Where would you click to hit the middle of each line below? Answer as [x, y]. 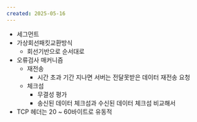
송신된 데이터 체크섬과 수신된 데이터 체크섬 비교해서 [106, 103]
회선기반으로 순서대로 [56, 51]
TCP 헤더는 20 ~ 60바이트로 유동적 [64, 112]
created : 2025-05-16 [36, 13]
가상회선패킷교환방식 [45, 43]
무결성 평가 [52, 94]
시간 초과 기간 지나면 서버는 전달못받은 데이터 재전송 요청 [114, 77]
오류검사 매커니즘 [40, 60]
